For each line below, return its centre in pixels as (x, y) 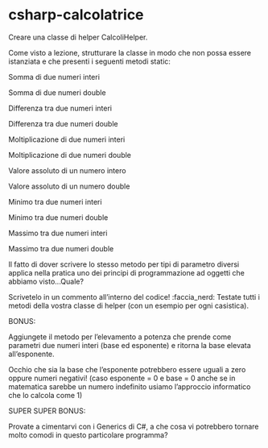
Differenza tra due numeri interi (60, 108)
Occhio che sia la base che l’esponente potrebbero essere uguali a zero (127, 369)
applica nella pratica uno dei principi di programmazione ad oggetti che (127, 272)
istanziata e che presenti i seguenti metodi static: (90, 61)
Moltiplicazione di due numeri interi (67, 139)
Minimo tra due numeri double (58, 217)
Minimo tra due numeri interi (55, 201)
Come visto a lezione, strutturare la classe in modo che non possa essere (130, 52)
